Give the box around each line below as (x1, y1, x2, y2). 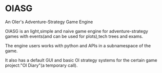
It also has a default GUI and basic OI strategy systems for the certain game (5, 57, 158, 63)
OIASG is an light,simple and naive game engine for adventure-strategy (5, 28, 148, 34)
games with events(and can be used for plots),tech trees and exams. (5, 33, 143, 39)
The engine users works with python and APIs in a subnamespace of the (5, 43, 151, 48)
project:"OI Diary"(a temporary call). (5, 62, 78, 68)
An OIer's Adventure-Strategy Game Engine (5, 19, 93, 25)
